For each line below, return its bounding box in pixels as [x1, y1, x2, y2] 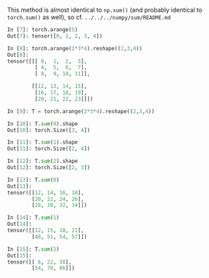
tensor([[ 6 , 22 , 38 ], [7, 258, 72, 266]
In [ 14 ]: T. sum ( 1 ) [7, 214, 60, 221]
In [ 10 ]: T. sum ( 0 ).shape [7, 120, 78, 127]
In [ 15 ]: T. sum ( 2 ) [7, 246, 60, 253]
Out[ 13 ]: [7, 183, 32, 190]
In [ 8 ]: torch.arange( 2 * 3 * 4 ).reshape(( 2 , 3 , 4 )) [7, 45, 143, 52]
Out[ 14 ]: [7, 220, 32, 228]
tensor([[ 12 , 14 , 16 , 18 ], [7, 189, 84, 196]
